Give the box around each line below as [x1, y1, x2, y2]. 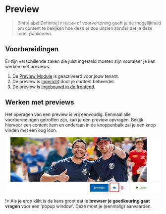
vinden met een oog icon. [5, 127, 57, 133]
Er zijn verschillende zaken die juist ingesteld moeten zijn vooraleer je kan [5, 58, 156, 64]
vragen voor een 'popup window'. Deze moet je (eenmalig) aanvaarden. [5, 203, 152, 209]
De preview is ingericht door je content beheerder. [12, 78, 115, 84]
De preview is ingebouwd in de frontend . [12, 84, 96, 90]
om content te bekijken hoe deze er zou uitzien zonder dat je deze [17, 25, 153, 31]
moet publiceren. [17, 30, 53, 36]
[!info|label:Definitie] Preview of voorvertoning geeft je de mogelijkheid [17, 20, 162, 26]
